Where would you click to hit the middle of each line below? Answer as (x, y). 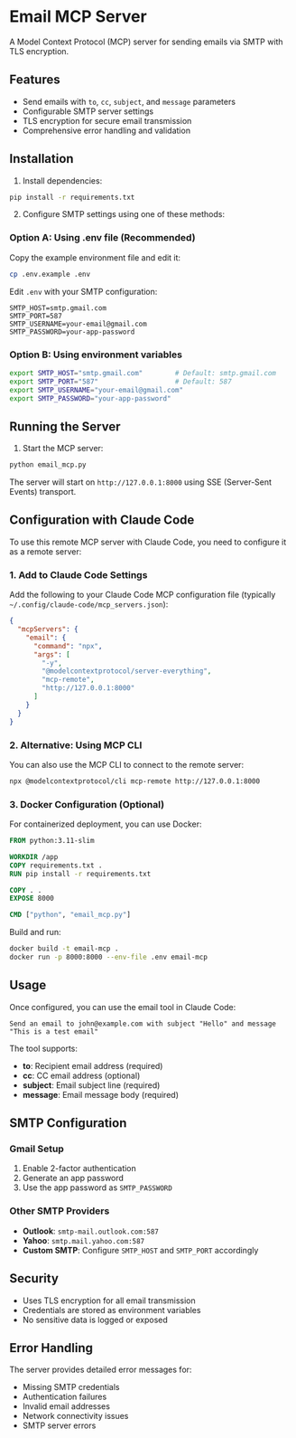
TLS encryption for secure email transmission (107, 120)
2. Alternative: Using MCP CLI (76, 745)
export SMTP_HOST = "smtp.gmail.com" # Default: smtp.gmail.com (143, 373)
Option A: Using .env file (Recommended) (102, 238)
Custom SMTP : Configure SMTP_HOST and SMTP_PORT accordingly (140, 1250)
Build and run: (35, 932)
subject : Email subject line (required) (91, 1085)
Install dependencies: (62, 180)
